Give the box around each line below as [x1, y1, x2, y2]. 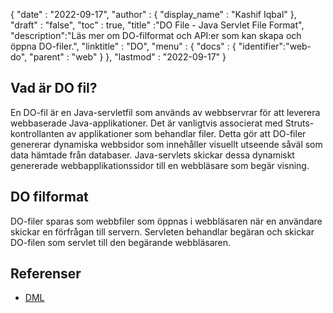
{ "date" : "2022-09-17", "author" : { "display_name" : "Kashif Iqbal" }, [10, 9, 297, 20]
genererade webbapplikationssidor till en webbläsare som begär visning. [10, 159, 310, 171]
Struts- [284, 117, 315, 129]
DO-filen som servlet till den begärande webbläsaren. [10, 236, 232, 248]
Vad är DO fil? [10, 80, 98, 97]
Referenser [10, 265, 82, 283]
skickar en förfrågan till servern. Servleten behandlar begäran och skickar [10, 225, 315, 238]
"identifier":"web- [238, 40, 312, 52]
